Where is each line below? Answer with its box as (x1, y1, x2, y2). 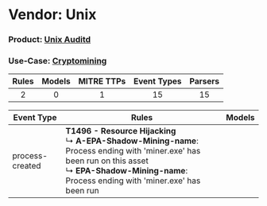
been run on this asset (65, 155, 149, 166)
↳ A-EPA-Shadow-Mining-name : (65, 135, 199, 146)
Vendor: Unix (8, 6, 97, 24)
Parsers (189, 76, 220, 87)
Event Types (133, 76, 182, 87)
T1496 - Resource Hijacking (65, 126, 176, 137)
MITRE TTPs (78, 76, 126, 87)
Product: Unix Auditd (8, 34, 91, 45)
